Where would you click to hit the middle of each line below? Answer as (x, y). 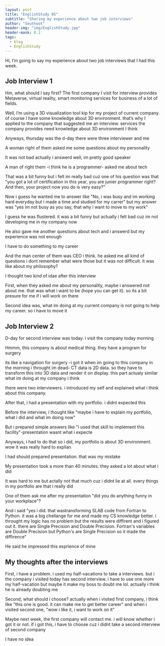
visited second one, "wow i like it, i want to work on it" (60, 609)
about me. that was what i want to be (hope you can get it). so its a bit (76, 291)
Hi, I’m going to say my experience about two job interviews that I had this (80, 60)
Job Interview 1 (29, 81)
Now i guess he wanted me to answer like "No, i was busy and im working (80, 197)
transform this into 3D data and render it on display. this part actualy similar (82, 373)
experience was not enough (33, 237)
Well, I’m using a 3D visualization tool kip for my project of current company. (82, 113)
